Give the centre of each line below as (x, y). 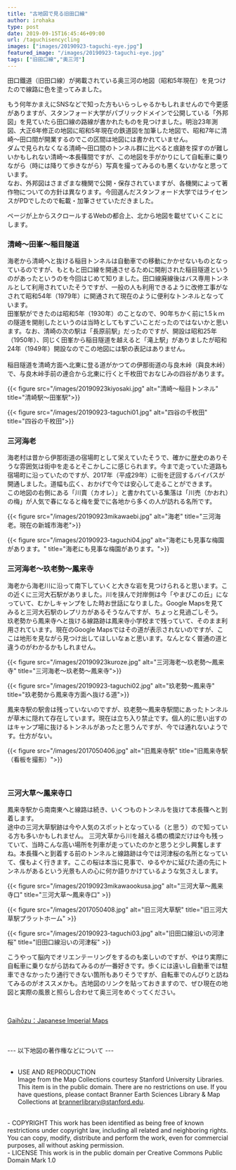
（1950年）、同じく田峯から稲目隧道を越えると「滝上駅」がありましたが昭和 (117, 340)
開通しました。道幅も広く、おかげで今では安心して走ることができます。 (112, 484)
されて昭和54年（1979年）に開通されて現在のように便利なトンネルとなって (116, 296)
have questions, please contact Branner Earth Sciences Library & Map (119, 1094)
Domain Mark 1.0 (32, 1160)
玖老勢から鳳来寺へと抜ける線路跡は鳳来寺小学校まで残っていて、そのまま (114, 620)
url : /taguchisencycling (44, 40)
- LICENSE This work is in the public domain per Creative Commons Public (115, 1152)
